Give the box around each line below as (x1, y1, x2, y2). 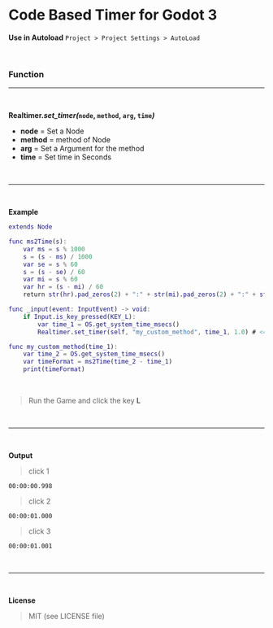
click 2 (28, 496, 51, 506)
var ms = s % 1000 (23, 245, 85, 253)
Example (8, 207, 39, 217)
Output (8, 451, 33, 460)
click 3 (28, 526, 51, 536)
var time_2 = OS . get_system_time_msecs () (23, 350, 165, 359)
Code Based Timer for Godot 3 (8, 6, 218, 24)
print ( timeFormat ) (23, 365, 85, 373)
